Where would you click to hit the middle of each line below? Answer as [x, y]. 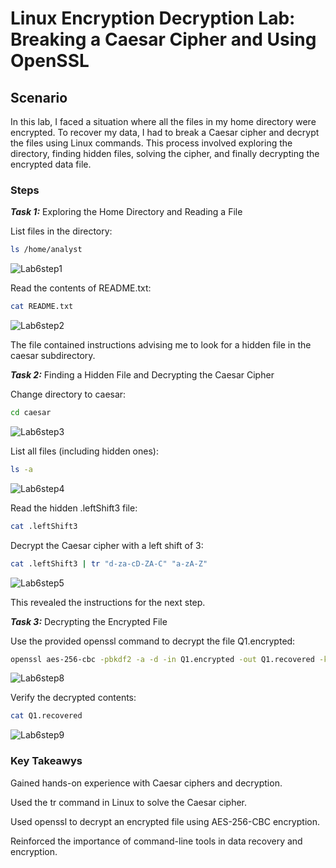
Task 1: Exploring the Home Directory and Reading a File [126, 212]
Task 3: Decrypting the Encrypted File [89, 621]
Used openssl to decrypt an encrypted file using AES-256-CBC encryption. [165, 821]
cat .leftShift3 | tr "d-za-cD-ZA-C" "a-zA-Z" [109, 563]
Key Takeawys [46, 761]
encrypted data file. [51, 164]
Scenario [39, 97]
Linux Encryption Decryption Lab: [153, 18]
